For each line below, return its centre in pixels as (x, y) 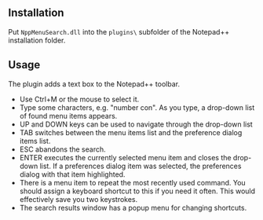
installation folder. (37, 40)
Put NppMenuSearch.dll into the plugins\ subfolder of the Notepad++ (119, 31)
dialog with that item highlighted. (72, 174)
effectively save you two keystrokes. (79, 199)
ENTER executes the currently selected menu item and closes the (125, 157)
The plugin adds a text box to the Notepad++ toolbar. (94, 84)
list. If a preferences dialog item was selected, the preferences (141, 166)
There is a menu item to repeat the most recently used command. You (132, 182)
